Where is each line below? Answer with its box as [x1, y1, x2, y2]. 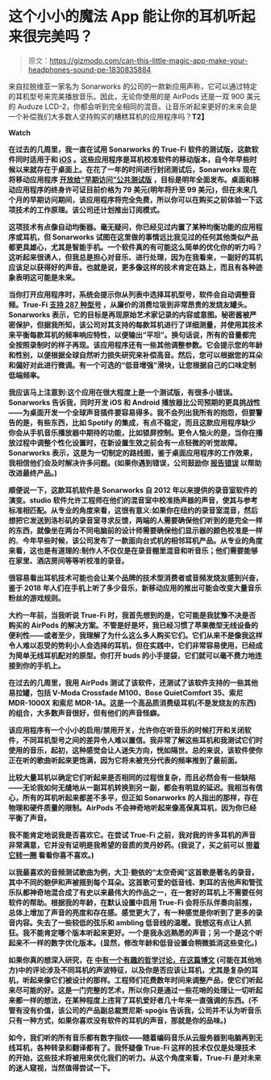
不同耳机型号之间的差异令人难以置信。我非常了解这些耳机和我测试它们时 [22, 735, 263, 744]
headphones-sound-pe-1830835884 [27, 65, 152, 74]
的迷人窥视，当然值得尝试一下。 [8, 1062, 115, 1073]
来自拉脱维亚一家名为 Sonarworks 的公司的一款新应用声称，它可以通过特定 [8, 81, 257, 91]
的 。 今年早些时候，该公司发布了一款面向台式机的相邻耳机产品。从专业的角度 [8, 536, 263, 545]
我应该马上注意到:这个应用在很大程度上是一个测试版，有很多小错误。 [8, 387, 237, 397]
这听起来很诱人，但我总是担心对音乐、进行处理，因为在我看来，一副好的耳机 [8, 252, 263, 262]
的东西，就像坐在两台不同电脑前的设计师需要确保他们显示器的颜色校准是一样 [8, 525, 263, 535]
